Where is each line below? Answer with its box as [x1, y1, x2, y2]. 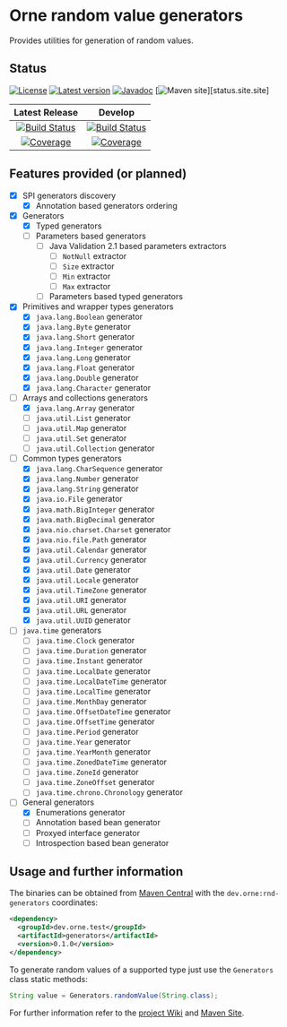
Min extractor [62, 271, 111, 282]
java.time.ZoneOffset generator [35, 777, 155, 788]
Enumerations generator [35, 807, 126, 818]
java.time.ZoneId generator [35, 767, 139, 778]
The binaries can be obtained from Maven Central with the [9, 888, 225, 899]
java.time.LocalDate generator [35, 665, 151, 677]
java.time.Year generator [35, 736, 132, 747]
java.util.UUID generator [35, 615, 132, 626]
